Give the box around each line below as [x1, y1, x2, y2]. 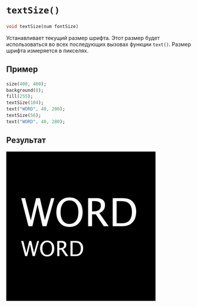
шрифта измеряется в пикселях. [6, 47, 89, 54]
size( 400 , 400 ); [6, 81, 47, 87]
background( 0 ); [6, 87, 44, 93]
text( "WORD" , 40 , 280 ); [6, 118, 66, 125]
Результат [6, 135, 47, 146]
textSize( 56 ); [6, 112, 42, 118]
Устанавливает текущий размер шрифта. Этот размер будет [6, 34, 160, 41]
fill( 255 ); [6, 93, 33, 100]
